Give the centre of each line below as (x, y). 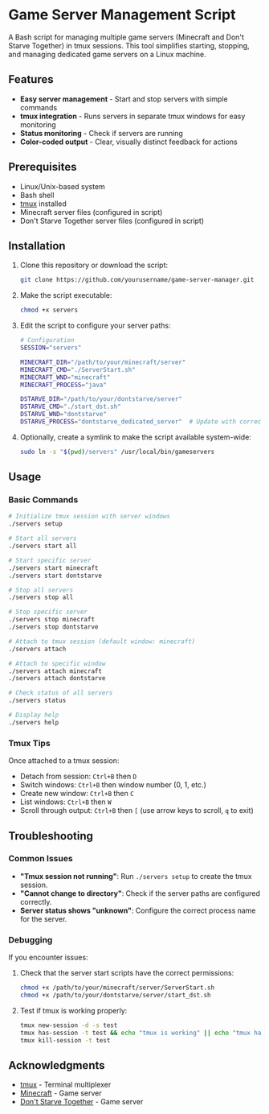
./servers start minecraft (53, 568)
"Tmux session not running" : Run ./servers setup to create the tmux (136, 876)
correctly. (36, 902)
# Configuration (47, 340)
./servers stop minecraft (51, 620)
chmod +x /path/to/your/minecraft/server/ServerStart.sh (117, 988)
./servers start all (43, 546)
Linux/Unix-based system (63, 186)
